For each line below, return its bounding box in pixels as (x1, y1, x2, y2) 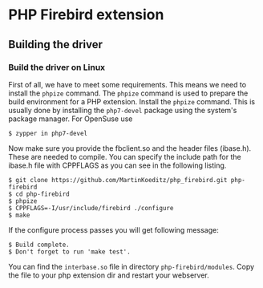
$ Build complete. (8, 241, 70, 249)
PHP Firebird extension (8, 6, 164, 24)
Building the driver (8, 38, 103, 51)
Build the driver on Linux (8, 62, 106, 73)
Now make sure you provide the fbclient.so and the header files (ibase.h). (8, 143, 252, 153)
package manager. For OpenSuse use (8, 114, 133, 124)
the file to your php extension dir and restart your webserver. (8, 270, 210, 280)
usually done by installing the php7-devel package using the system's (8, 105, 237, 115)
